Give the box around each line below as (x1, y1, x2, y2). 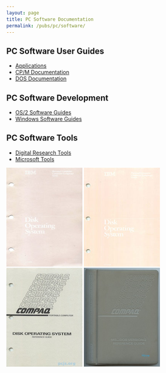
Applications (15, 62, 47, 69)
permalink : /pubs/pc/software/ (6, 23, 86, 29)
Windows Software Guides (15, 116, 82, 122)
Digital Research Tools (15, 149, 72, 156)
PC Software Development (6, 92, 109, 103)
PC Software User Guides (6, 46, 105, 56)
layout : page (6, 10, 40, 16)
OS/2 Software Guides (15, 109, 72, 116)
